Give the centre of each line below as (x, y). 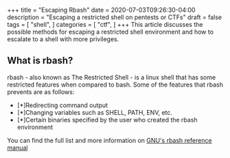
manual (18, 148)
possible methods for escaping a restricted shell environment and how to (111, 32)
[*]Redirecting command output (62, 105)
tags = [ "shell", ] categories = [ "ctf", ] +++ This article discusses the (105, 24)
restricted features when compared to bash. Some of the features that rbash (115, 84)
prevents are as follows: (41, 91)
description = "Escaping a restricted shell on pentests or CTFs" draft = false (115, 17)
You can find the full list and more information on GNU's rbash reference (110, 140)
